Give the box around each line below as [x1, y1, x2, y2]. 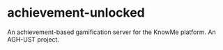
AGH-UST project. [7, 35, 59, 43]
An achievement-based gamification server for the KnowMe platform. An [7, 28, 216, 36]
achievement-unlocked [7, 5, 145, 21]
